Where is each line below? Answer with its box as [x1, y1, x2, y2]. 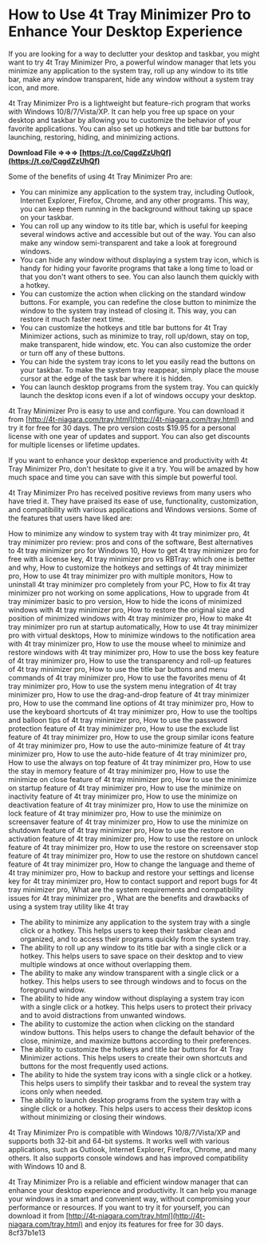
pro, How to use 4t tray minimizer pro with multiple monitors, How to [8, 571, 233, 580]
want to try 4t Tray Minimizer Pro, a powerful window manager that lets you [8, 57, 257, 67]
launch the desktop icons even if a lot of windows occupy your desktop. [19, 390, 257, 400]
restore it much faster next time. [19, 314, 126, 324]
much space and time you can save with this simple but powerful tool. [8, 472, 238, 482]
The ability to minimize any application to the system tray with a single [19, 917, 251, 926]
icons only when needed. [19, 1087, 104, 1096]
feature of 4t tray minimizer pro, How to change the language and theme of [8, 859, 255, 869]
